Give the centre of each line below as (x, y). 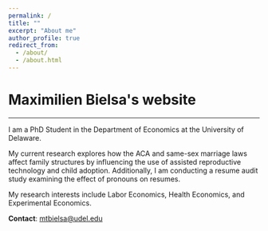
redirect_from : (33, 46)
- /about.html (39, 61)
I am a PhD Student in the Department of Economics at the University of (126, 129)
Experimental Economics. (50, 203)
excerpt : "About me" (43, 30)
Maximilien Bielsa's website (102, 100)
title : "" (25, 23)
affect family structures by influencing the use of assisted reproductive (125, 161)
